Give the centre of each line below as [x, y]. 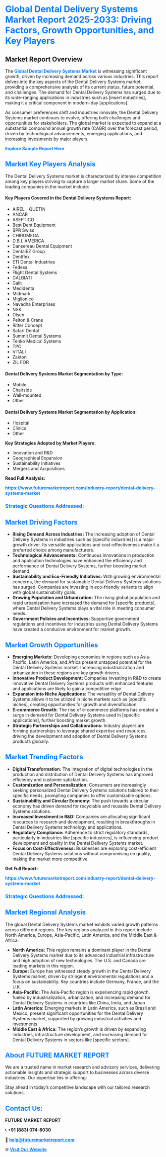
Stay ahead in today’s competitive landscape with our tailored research [78, 1087]
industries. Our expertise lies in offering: [46, 1078]
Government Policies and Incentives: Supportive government [76, 619]
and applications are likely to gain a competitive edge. [67, 688]
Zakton [20, 357]
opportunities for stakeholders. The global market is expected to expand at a [83, 123]
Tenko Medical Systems [37, 341]
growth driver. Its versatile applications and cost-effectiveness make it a [86, 545]
